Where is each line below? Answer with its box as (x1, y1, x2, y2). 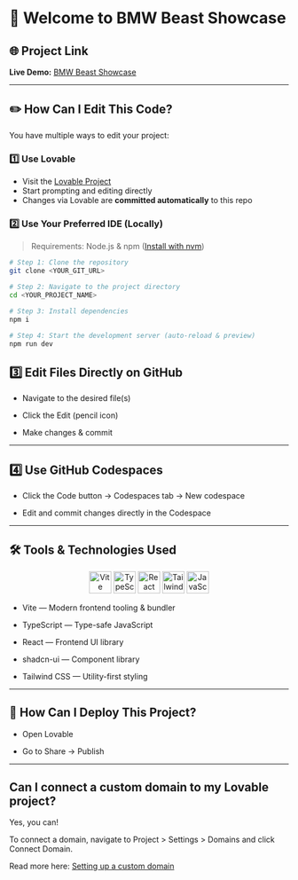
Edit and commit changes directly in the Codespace (21, 507, 211, 518)
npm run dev (9, 339, 53, 349)
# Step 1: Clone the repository (9, 258, 129, 267)
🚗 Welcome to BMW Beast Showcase (9, 8, 286, 28)
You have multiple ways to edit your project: (9, 130, 170, 140)
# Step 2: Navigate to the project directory (9, 283, 180, 292)
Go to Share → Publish (21, 745, 105, 757)
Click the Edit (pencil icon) (21, 410, 119, 420)
